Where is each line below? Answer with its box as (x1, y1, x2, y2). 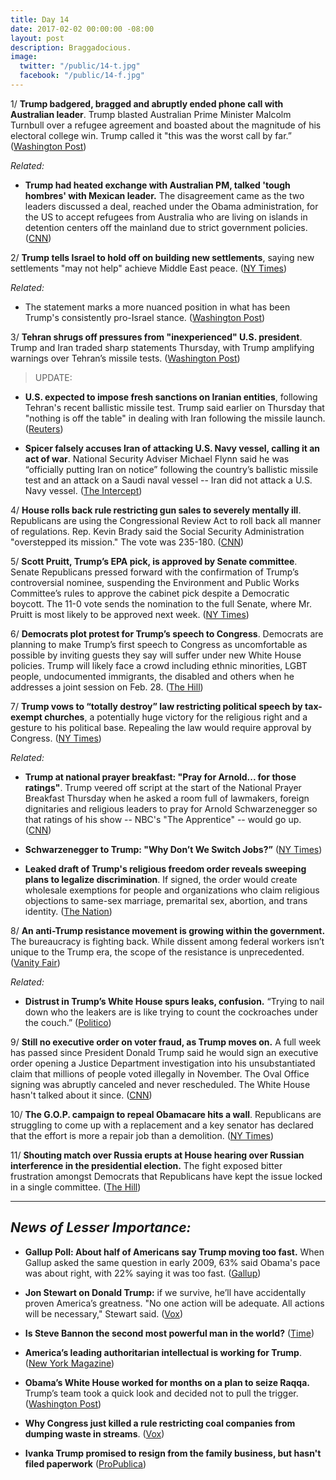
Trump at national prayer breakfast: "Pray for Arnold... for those (24, 771, 297, 783)
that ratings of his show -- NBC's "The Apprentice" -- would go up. (24, 813, 302, 825)
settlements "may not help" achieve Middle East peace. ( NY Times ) (10, 262, 288, 274)
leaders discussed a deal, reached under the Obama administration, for (24, 200, 319, 212)
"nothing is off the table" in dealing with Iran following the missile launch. (24, 412, 326, 424)
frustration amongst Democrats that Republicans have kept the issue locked (10, 1170, 323, 1182)
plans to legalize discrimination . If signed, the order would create (24, 873, 298, 885)
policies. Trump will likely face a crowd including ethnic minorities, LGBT (10, 659, 308, 671)
